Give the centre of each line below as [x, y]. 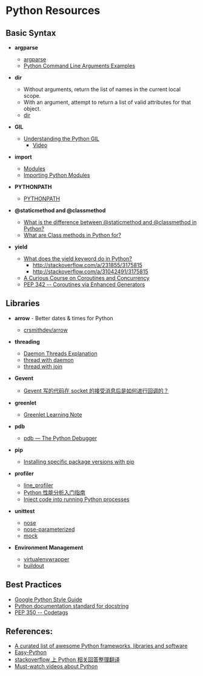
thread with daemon [48, 360]
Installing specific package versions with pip [79, 462]
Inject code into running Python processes [76, 499]
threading [27, 341]
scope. [32, 96]
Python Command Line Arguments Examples [79, 66]
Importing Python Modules [57, 175]
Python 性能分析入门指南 [55, 492]
